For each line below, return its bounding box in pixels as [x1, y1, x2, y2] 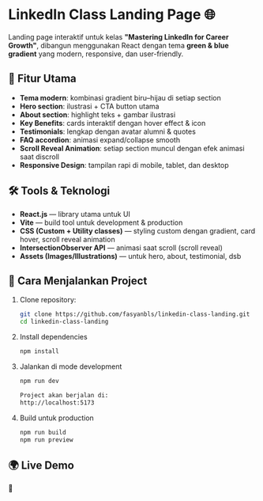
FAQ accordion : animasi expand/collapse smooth [19, 135, 180, 144]
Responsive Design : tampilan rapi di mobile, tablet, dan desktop [19, 160, 229, 169]
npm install [19, 347, 59, 355]
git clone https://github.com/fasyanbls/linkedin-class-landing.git [19, 310, 250, 318]
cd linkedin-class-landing [19, 318, 109, 326]
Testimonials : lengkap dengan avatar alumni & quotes [19, 127, 196, 136]
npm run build [19, 428, 66, 436]
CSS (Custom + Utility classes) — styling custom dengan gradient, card [19, 226, 255, 235]
